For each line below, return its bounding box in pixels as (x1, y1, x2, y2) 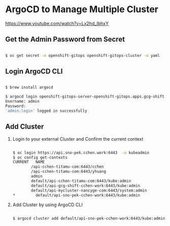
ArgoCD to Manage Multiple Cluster (5, 4, 159, 15)
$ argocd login (5, 94, 38, 100)
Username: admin (5, 99, 40, 104)
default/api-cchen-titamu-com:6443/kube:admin (31, 178, 131, 183)
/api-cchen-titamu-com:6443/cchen (31, 164, 104, 170)
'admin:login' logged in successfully (5, 108, 87, 113)
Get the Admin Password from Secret (5, 35, 125, 44)
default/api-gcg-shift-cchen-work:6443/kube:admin (31, 183, 141, 188)
